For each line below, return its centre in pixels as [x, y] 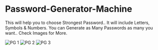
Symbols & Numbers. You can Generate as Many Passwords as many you [79, 27]
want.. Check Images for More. [36, 33]
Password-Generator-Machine [69, 9]
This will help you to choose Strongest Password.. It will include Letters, [78, 23]
